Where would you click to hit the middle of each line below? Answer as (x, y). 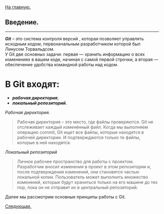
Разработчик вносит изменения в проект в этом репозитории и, (84, 166)
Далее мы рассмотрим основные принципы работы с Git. (65, 196)
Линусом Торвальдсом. (30, 49)
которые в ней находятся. (44, 142)
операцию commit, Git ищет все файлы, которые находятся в (80, 132)
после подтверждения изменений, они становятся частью (78, 172)
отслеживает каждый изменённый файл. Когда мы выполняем (82, 127)
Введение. (22, 22)
